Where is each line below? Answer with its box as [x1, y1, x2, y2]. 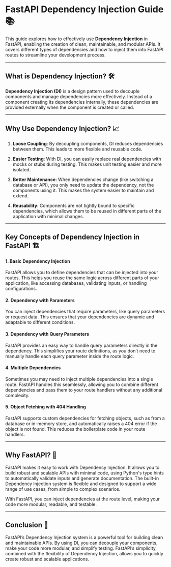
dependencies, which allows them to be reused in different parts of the [12, 207, 162, 214]
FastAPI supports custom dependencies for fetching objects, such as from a [5, 415, 165, 421]
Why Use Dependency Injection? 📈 [5, 125, 120, 133]
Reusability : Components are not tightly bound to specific [12, 202, 135, 208]
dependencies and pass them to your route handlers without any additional [5, 386, 163, 393]
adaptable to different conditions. [5, 319, 75, 325]
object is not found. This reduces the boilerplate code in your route [5, 426, 146, 432]
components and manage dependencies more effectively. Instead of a [5, 93, 153, 100]
